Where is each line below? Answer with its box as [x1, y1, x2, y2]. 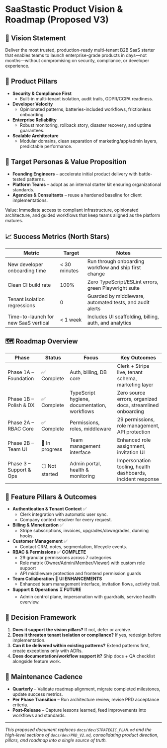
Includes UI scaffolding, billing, [87, 313, 159, 320]
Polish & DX [7, 402, 35, 409]
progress [41, 446, 63, 453]
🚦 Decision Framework [5, 613, 77, 622]
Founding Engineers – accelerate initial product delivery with [12, 170, 138, 177]
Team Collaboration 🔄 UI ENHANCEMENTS [12, 576, 102, 582]
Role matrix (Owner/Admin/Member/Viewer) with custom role [19, 560, 145, 566]
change [87, 270, 105, 277]
